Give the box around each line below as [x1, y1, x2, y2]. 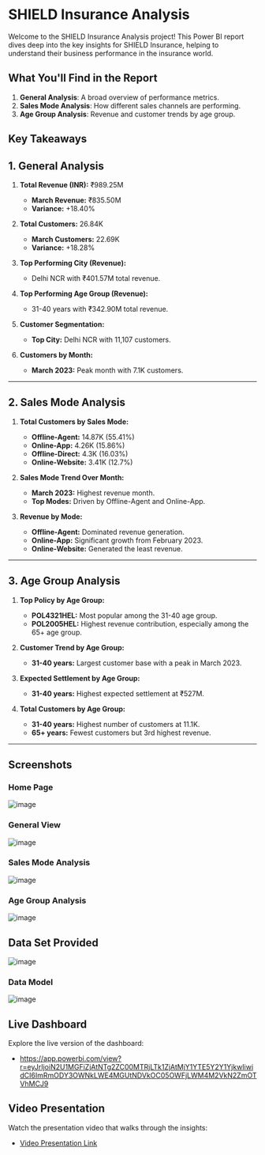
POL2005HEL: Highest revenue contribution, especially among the [31, 619, 249, 628]
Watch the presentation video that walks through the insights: [8, 1123, 208, 1132]
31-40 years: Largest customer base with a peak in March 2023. [31, 658, 242, 668]
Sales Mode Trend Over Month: [19, 472, 125, 482]
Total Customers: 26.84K [19, 219, 104, 229]
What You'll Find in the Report [8, 71, 158, 85]
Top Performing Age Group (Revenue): [19, 289, 148, 298]
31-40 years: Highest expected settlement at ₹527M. [31, 688, 205, 698]
